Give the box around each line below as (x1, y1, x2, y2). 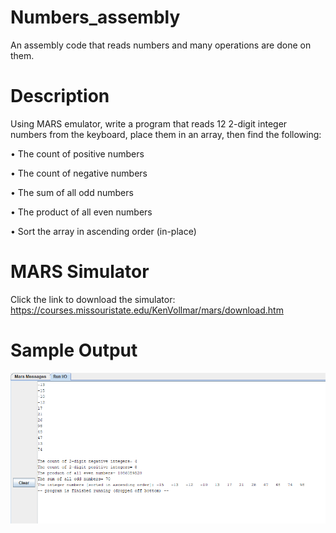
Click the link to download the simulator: (10, 293, 176, 305)
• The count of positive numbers (10, 147, 145, 160)
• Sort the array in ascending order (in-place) (10, 225, 197, 237)
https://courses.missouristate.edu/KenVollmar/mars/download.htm (10, 304, 284, 316)
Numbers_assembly (10, 6, 181, 29)
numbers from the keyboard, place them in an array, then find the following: (10, 128, 322, 140)
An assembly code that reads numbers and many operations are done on (10, 39, 312, 51)
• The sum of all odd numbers (10, 186, 134, 198)
